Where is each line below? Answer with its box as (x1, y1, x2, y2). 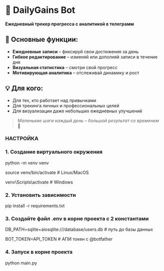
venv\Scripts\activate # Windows (5, 179, 73, 185)
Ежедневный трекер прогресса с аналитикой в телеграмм (5, 21, 135, 27)
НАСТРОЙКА (5, 135, 39, 142)
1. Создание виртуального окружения (5, 149, 103, 156)
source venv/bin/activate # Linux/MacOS (5, 169, 89, 176)
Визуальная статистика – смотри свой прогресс (12, 64, 118, 70)
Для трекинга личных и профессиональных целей (12, 102, 120, 108)
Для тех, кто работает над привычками (12, 97, 96, 103)
